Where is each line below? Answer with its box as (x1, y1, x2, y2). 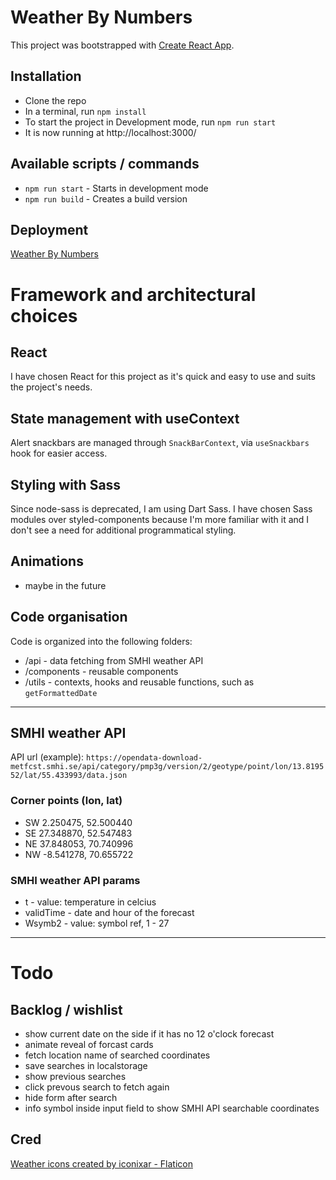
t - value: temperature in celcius (24, 896, 157, 908)
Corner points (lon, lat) (10, 794, 123, 808)
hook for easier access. (10, 447, 108, 460)
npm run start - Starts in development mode (24, 182, 209, 194)
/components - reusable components (24, 665, 179, 677)
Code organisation (10, 609, 128, 626)
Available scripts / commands (10, 156, 200, 173)
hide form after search (24, 1092, 118, 1104)
